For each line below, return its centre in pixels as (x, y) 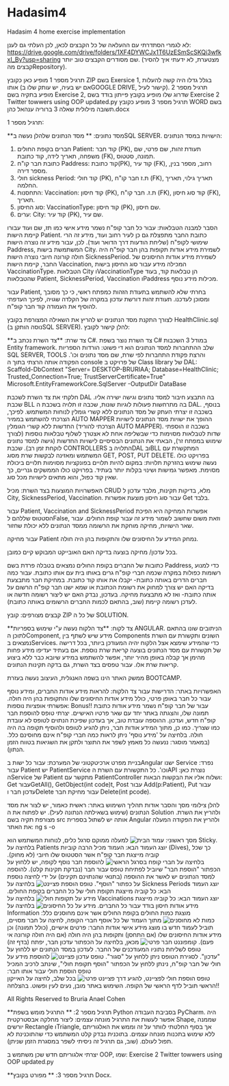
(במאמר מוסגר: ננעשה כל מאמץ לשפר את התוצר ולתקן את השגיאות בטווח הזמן (109, 742)
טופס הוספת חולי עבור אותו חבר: (49, 971)
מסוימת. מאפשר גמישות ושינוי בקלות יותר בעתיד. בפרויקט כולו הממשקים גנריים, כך (113, 470)
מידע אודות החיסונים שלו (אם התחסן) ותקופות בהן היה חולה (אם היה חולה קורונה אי (114, 934)
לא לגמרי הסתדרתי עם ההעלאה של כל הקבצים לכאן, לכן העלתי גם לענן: (99, 45)
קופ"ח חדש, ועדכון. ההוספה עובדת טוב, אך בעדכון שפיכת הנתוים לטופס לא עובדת (112, 720)
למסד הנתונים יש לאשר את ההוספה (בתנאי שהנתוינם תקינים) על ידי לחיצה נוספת (111, 876)
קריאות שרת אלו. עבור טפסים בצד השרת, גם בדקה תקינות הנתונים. (93, 664)
